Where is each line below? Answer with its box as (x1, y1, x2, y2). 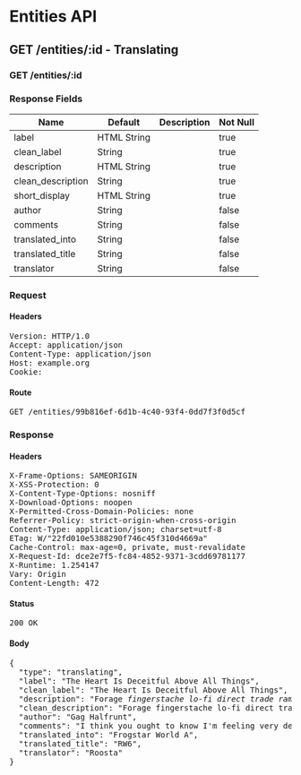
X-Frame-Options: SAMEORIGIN (9, 470, 137, 481)
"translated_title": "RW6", (18, 738, 142, 749)
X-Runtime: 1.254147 (9, 560, 100, 571)
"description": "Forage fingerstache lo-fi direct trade (18, 693, 275, 704)
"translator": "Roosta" (18, 747, 124, 758)
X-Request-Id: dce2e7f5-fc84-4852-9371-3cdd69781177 (9, 551, 246, 562)
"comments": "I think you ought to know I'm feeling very (18, 720, 279, 731)
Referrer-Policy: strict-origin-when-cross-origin (9, 515, 236, 526)
